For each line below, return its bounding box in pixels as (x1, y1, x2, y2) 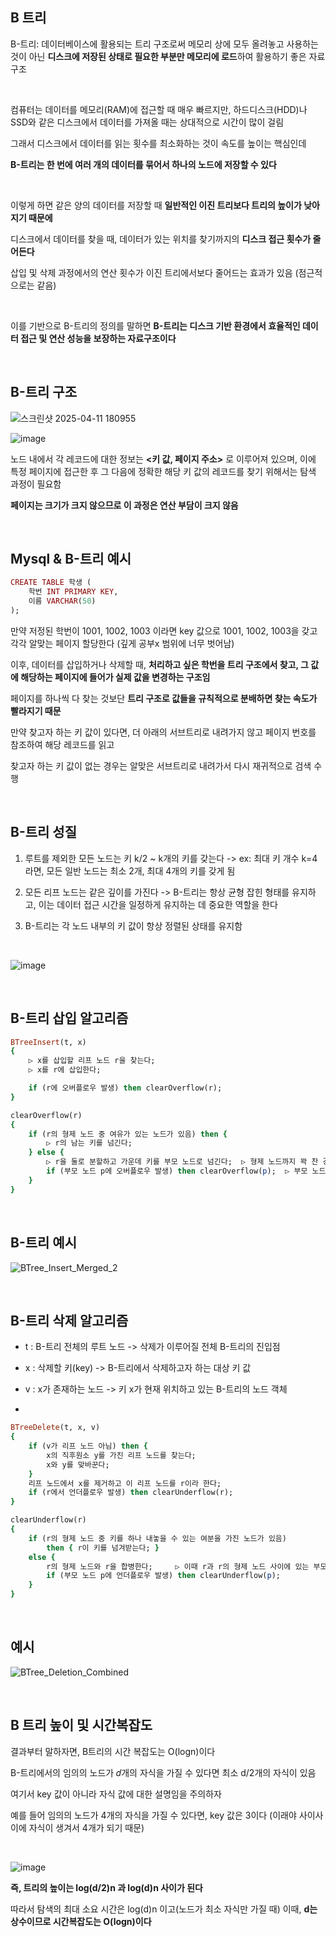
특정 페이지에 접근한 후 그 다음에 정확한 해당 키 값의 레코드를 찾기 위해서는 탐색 (10, 465, 317, 477)
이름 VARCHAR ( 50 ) (28, 596, 97, 607)
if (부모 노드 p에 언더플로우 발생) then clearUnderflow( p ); (46, 1571, 281, 1581)
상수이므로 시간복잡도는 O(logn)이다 (10, 1915, 152, 1927)
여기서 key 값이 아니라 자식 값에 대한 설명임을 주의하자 (10, 1788, 222, 1800)
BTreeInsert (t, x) (10, 1037, 87, 1047)
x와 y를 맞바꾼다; (46, 1459, 110, 1470)
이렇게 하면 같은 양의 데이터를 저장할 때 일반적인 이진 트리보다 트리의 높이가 (10, 199, 302, 211)
